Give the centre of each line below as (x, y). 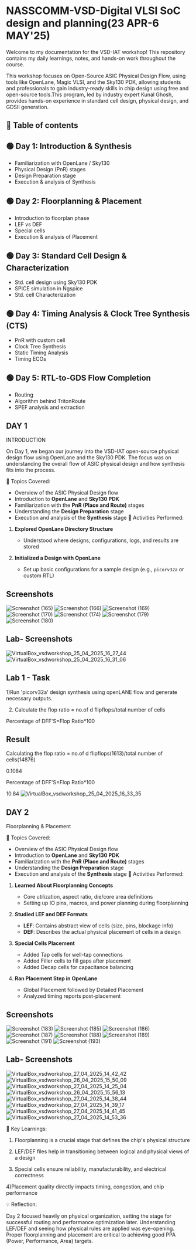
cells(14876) (21, 760)
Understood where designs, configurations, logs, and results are (101, 540)
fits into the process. (31, 470)
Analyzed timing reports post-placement (72, 996)
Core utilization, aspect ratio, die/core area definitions (88, 897)
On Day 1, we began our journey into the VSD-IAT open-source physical (92, 451)
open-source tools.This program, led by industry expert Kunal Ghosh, (90, 94)
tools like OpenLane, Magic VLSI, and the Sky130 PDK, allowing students (94, 82)
